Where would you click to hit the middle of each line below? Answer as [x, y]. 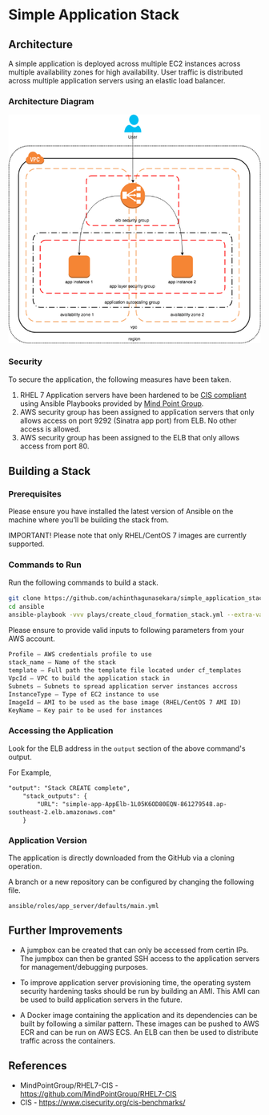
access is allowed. [50, 429]
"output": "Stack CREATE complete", [69, 788]
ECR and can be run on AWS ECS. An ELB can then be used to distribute [139, 1032]
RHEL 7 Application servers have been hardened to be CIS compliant [133, 395]
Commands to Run [45, 565]
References [38, 1066]
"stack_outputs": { [55, 796]
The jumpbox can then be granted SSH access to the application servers [140, 958]
